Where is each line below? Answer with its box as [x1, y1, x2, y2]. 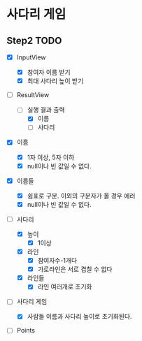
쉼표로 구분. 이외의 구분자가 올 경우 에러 [27, 191, 136, 200]
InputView [16, 53, 46, 61]
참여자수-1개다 [37, 256, 78, 265]
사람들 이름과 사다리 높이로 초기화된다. [27, 312, 132, 321]
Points [16, 326, 36, 335]
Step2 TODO [6, 34, 62, 46]
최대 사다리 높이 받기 [27, 77, 84, 85]
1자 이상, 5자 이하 [27, 153, 75, 161]
